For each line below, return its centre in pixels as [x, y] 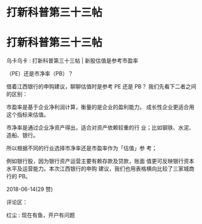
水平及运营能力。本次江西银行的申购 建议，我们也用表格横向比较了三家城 [98, 169]
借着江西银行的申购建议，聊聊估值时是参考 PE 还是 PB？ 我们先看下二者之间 [101, 86]
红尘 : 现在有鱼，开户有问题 [40, 215]
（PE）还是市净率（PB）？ [40, 74]
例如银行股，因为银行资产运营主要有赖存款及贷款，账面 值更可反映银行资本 [100, 161]
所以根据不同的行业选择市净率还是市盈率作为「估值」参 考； [82, 148]
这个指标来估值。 [28, 115]
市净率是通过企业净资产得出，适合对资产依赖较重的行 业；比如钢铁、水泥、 [100, 128]
